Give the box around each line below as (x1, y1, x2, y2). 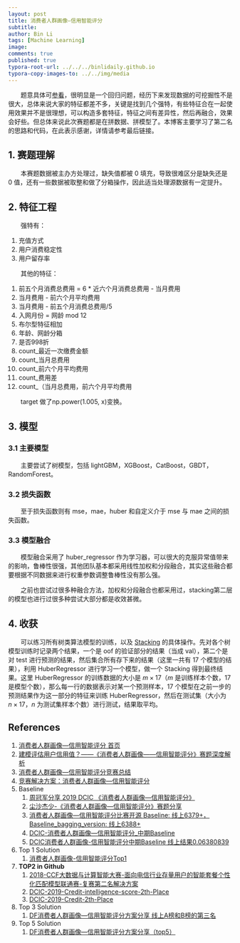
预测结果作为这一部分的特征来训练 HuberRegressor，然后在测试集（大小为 (8, 692, 227, 700)
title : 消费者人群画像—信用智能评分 (8, 17, 103, 24)
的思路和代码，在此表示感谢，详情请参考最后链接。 (8, 126, 158, 135)
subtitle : (8, 24, 38, 31)
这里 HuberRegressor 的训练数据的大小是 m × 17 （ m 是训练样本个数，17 (20, 674, 231, 682)
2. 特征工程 (8, 201, 57, 213)
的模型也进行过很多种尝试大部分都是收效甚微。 (8, 595, 145, 603)
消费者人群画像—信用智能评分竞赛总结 (18, 768, 131, 776)
